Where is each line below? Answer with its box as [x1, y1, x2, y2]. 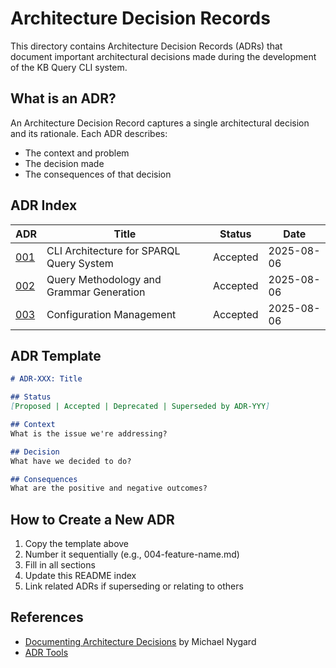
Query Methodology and [46, 272, 162, 286]
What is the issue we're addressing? [10, 428, 168, 439]
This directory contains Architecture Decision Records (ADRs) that [10, 40, 283, 52]
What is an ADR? [10, 90, 117, 107]
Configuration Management [46, 307, 177, 321]
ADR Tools [24, 646, 69, 658]
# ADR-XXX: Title [10, 374, 83, 384]
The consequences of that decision [24, 168, 172, 180]
